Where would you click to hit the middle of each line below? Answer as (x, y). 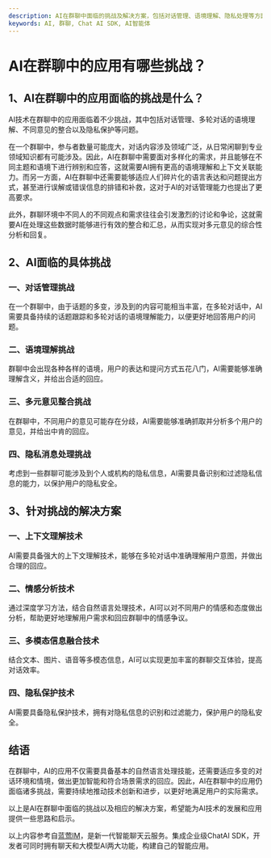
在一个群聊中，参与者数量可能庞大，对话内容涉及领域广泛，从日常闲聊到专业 (135, 146)
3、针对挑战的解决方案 (65, 511)
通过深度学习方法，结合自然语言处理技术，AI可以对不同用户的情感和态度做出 (135, 608)
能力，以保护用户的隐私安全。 (72, 484)
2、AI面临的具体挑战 (60, 262)
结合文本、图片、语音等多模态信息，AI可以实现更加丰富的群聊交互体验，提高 (135, 660)
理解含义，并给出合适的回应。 (58, 379)
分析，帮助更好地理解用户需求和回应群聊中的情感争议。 (100, 618)
